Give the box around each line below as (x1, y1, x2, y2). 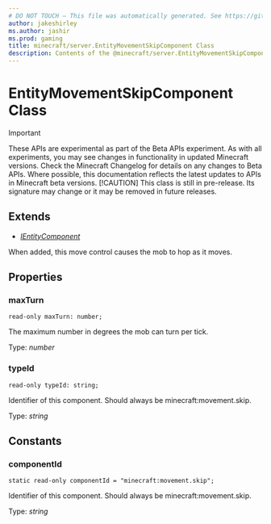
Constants (8, 434, 62, 448)
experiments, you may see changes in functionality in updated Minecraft (8, 152, 248, 161)
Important (8, 128, 41, 137)
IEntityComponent (19, 231, 81, 241)
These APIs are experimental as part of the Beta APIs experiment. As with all (8, 143, 262, 153)
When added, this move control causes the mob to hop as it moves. (8, 247, 232, 257)
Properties (8, 270, 63, 284)
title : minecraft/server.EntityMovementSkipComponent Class (8, 42, 215, 50)
